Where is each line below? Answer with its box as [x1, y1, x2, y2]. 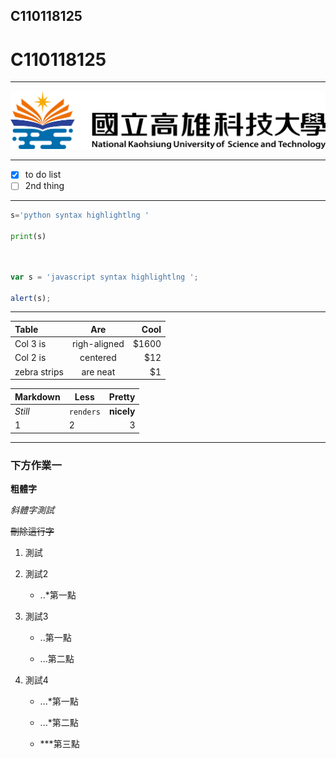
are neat [81, 365, 116, 378]
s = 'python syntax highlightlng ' [10, 210, 150, 221]
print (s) [10, 232, 47, 242]
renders [68, 407, 101, 417]
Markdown [14, 390, 61, 403]
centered [79, 352, 117, 364]
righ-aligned [71, 338, 125, 350]
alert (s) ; [10, 293, 52, 303]
